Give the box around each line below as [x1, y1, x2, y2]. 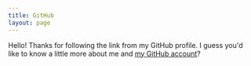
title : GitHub [8, 11, 55, 20]
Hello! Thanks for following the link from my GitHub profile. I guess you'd [8, 40, 243, 49]
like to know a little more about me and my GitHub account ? [8, 49, 202, 58]
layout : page [8, 19, 51, 27]
